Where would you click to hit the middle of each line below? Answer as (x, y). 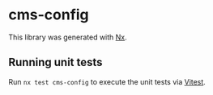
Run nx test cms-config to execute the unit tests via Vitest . (107, 81)
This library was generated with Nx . (68, 37)
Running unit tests (55, 62)
